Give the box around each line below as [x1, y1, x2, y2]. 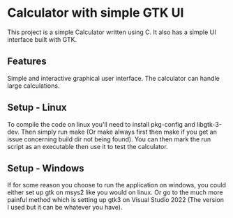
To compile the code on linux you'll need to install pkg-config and [7, 120, 195, 128]
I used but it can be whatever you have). [7, 203, 123, 212]
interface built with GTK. [7, 35, 77, 43]
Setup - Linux [7, 102, 67, 114]
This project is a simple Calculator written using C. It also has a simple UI [7, 28, 216, 36]
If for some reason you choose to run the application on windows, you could [7, 181, 227, 189]
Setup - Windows [7, 162, 85, 174]
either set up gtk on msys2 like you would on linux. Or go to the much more [7, 188, 223, 196]
